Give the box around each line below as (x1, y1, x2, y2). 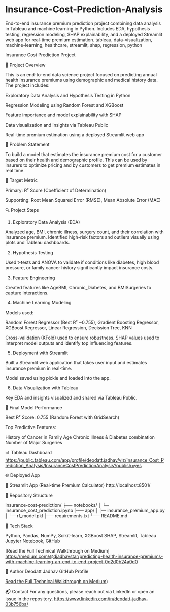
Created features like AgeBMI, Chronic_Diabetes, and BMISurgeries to (5, 284, 151, 290)
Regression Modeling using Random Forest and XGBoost (5, 102, 124, 108)
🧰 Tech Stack (5, 523, 33, 529)
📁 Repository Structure (5, 492, 53, 498)
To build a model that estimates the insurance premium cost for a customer (5, 151, 162, 157)
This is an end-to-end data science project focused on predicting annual (5, 71, 157, 77)
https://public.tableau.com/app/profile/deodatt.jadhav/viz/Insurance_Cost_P (5, 456, 164, 463)
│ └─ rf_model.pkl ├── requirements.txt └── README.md (5, 512, 128, 519)
